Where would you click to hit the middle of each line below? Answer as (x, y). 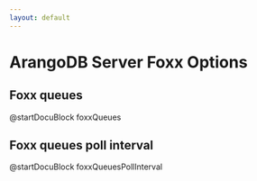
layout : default (40, 18)
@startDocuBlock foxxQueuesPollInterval (86, 167)
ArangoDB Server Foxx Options (128, 62)
